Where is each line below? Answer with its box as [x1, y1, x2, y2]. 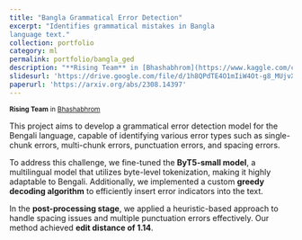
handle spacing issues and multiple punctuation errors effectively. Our [9, 212, 270, 223]
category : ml [9, 47, 58, 56]
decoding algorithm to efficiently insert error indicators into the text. [9, 185, 263, 196]
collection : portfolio [9, 38, 94, 48]
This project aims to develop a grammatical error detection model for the [9, 120, 279, 131]
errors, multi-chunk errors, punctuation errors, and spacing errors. [34, 139, 280, 150]
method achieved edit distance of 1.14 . [9, 222, 155, 233]
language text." [9, 30, 70, 39]
